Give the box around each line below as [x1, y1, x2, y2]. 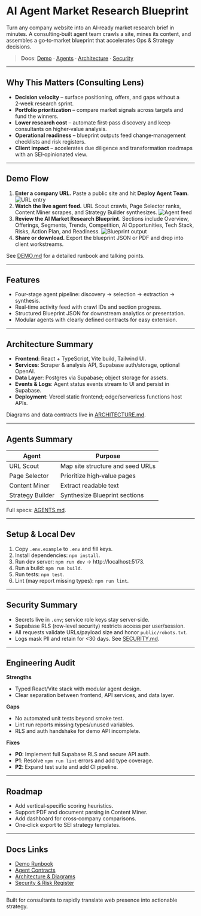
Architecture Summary [6, 339, 94, 349]
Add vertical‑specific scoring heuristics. [14, 802, 114, 810]
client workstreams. [14, 241, 64, 248]
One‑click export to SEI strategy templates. [14, 821, 121, 829]
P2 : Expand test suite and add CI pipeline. [14, 763, 118, 771]
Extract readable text [60, 482, 120, 489]
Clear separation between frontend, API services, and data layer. [14, 692, 175, 699]
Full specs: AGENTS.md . [6, 507, 66, 513]
